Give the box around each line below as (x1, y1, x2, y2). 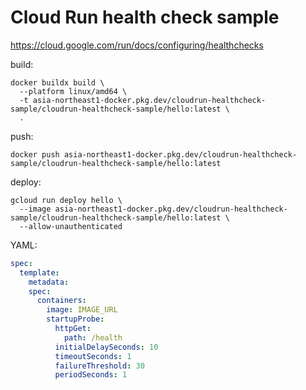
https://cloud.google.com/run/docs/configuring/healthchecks (10, 39, 264, 51)
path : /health (63, 332, 123, 343)
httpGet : (54, 324, 92, 334)
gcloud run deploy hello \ (10, 195, 123, 205)
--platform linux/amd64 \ (19, 86, 128, 96)
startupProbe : (46, 314, 105, 325)
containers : (36, 296, 87, 306)
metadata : (28, 277, 70, 287)
